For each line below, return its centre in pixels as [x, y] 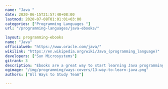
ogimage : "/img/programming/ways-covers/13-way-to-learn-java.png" [77, 70]
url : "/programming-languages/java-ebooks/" [52, 28]
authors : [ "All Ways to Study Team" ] [44, 75]
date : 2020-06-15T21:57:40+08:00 [40, 14]
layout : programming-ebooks [34, 37]
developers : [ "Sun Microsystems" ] [41, 56]
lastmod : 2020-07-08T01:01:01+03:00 [43, 19]
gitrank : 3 [16, 60]
